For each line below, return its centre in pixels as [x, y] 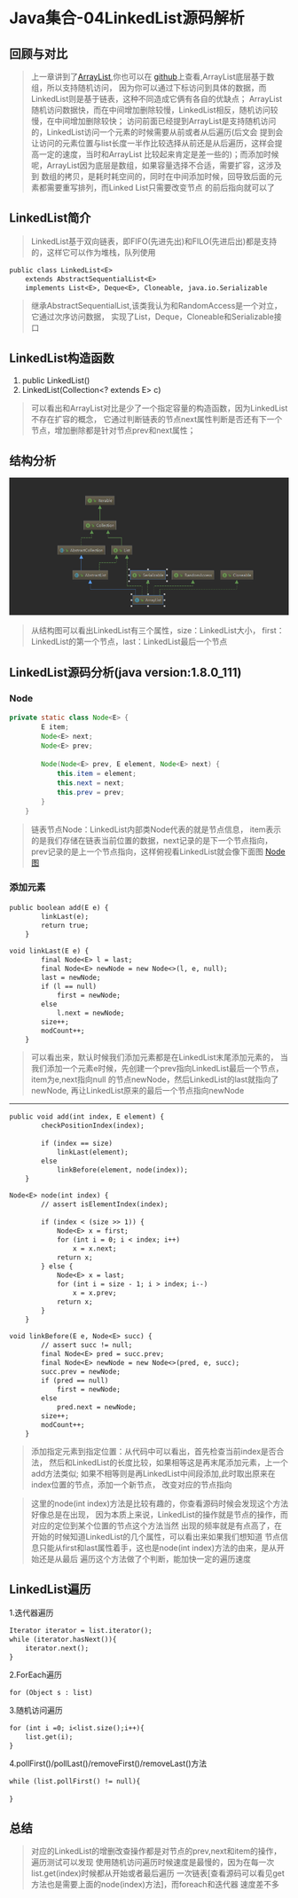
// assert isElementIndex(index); [105, 1204]
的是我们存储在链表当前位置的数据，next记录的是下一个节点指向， [152, 840]
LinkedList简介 [50, 218]
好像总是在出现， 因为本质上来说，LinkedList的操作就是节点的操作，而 [159, 1514]
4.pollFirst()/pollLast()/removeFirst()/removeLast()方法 [108, 1763]
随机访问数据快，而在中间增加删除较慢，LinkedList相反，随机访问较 [154, 110]
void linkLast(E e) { [49, 951]
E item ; [55, 727]
